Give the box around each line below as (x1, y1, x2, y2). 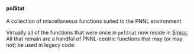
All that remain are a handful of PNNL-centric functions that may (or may (6, 35, 183, 42)
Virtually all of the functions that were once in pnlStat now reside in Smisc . (6, 29, 189, 36)
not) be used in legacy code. (6, 42, 76, 49)
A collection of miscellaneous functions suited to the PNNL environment (6, 18, 182, 25)
